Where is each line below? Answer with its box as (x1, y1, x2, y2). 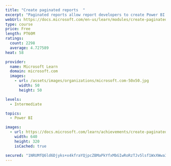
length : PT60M (5, 31, 36, 36)
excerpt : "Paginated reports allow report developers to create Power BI (5, 12, 165, 17)
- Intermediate (10, 101, 42, 107)
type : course (5, 21, 33, 27)
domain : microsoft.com (10, 69, 58, 74)
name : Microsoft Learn (10, 64, 58, 69)
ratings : (5, 36, 24, 41)
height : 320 (14, 139, 40, 144)
